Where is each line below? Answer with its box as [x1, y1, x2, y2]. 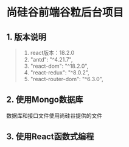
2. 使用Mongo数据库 [6, 95, 83, 105]
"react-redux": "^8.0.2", [30, 69, 89, 76]
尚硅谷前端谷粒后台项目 [6, 5, 124, 20]
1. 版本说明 [6, 32, 47, 42]
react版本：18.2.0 [30, 49, 75, 56]
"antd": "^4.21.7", [30, 56, 73, 63]
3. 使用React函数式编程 [6, 132, 94, 142]
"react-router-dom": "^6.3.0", [30, 76, 103, 82]
